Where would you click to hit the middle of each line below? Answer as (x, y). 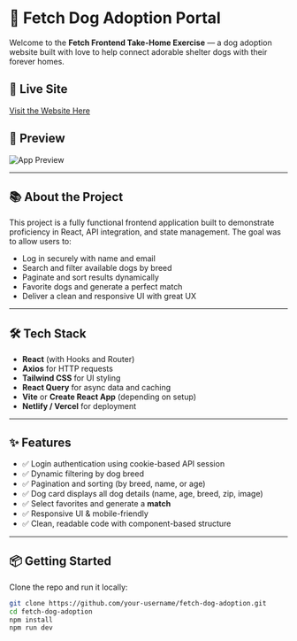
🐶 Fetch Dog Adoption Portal (115, 18)
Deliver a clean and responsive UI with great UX (109, 297)
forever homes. (37, 61)
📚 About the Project (66, 197)
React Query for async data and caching (96, 388)
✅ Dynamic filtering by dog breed (83, 474)
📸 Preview (37, 139)
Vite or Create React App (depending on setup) (109, 397)
